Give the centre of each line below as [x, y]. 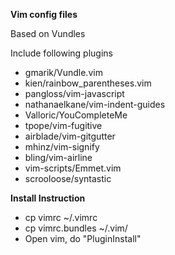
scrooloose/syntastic [68, 178]
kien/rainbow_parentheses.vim [88, 83]
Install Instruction [48, 198]
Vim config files [44, 14]
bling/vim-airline [58, 157]
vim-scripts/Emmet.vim [73, 168]
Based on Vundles [48, 33]
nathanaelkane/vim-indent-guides [95, 104]
